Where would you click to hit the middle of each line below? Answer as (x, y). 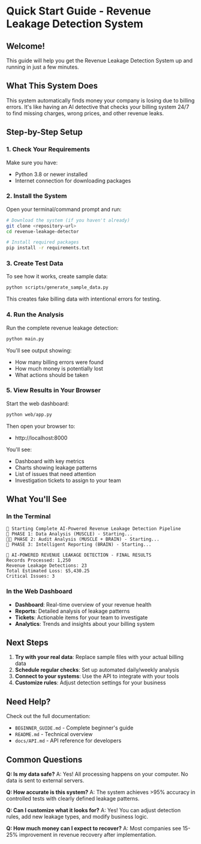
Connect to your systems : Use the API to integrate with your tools (97, 677)
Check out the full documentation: (48, 716)
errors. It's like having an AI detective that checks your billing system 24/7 (98, 107)
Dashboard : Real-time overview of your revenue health (83, 604)
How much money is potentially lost (59, 368)
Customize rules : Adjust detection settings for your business (90, 683)
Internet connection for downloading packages (73, 180)
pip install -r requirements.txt (48, 248)
